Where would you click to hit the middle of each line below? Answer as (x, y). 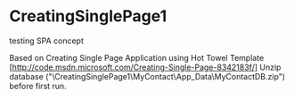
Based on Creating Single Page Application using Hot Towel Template (137, 57)
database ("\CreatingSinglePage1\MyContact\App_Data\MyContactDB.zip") (147, 76)
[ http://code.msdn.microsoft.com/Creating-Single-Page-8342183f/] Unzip (145, 67)
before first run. (38, 86)
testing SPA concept (47, 41)
